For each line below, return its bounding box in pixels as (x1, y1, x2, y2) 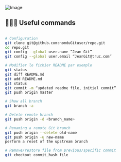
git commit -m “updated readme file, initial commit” (5, 85, 117, 90)
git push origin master (5, 90, 53, 95)
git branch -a (5, 103, 34, 108)
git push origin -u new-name (5, 135, 64, 140)
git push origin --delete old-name (5, 130, 77, 135)
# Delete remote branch (5, 112, 53, 117)
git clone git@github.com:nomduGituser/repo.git (5, 40, 105, 45)
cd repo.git (5, 45, 29, 50)
